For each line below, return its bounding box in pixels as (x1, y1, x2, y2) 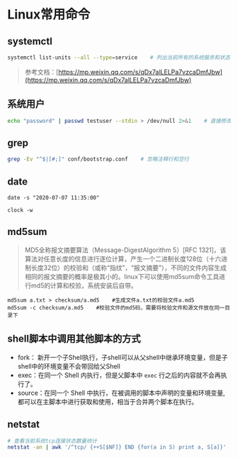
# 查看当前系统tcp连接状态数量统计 (7, 437, 98, 445)
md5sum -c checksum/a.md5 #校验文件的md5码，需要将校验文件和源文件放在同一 (7, 304, 225, 311)
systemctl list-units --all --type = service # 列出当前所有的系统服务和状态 (7, 54, 230, 61)
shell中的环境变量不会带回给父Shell (17, 361, 120, 370)
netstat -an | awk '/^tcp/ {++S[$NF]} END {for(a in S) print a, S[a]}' (7, 444, 227, 451)
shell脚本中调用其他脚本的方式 (7, 333, 141, 345)
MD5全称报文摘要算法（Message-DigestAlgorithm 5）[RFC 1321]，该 (24, 246, 227, 254)
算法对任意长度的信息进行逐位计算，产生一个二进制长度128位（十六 (24, 254, 222, 263)
